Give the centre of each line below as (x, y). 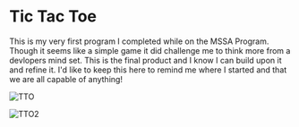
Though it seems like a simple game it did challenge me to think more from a (150, 50)
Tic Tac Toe (53, 17)
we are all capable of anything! (66, 79)
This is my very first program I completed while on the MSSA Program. (139, 41)
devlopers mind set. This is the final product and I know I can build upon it (145, 60)
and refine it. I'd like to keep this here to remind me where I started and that (148, 70)
